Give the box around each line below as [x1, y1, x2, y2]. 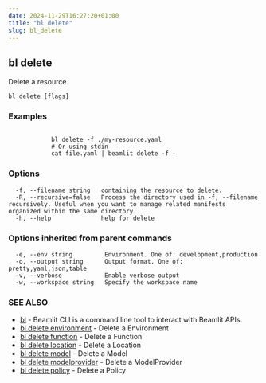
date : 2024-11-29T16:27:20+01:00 [8, 11, 119, 20]
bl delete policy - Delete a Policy [19, 365, 126, 375]
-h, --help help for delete [15, 214, 155, 222]
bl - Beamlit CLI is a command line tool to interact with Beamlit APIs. [19, 315, 243, 325]
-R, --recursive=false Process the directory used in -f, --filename [15, 193, 259, 201]
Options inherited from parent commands [8, 233, 173, 244]
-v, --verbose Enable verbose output [15, 272, 180, 279]
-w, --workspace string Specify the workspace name [15, 279, 198, 287]
